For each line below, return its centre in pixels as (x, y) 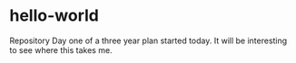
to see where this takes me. (61, 49)
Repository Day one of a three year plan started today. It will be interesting (148, 40)
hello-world (54, 16)
